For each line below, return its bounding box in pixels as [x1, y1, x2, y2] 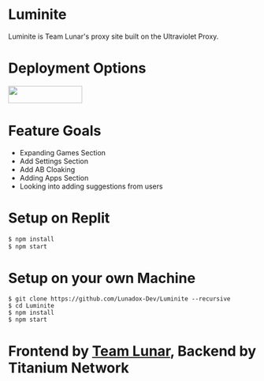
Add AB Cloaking [19, 164, 76, 174]
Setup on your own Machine [8, 269, 195, 287]
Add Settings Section [19, 156, 89, 166]
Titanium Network [8, 359, 130, 376]
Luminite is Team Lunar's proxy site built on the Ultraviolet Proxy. [8, 32, 219, 41]
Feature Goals [8, 122, 102, 140]
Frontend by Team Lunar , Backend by [8, 342, 257, 360]
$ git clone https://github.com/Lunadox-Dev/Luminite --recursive [8, 295, 231, 303]
